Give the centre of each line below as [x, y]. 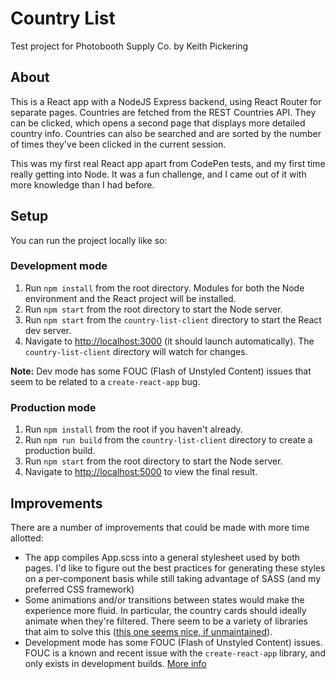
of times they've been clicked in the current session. [118, 144]
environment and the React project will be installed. [130, 298]
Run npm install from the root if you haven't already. [133, 429]
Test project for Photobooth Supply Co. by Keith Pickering [129, 46]
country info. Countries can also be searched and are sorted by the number [166, 133]
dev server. [48, 330]
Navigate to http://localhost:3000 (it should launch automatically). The [169, 341]
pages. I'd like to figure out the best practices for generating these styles [175, 568]
